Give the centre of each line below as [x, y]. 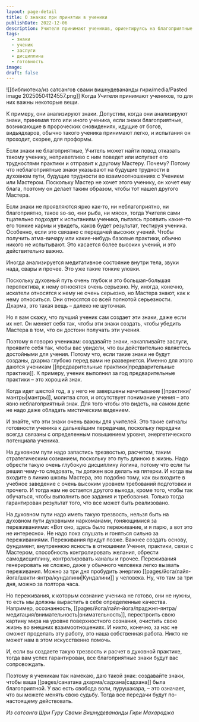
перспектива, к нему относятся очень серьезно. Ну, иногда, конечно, [95, 287]
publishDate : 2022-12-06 [37, 23]
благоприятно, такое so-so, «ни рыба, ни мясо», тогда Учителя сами [93, 213]
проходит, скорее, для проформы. [50, 139]
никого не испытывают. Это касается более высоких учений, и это [91, 244]
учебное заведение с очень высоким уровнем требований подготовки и [99, 484]
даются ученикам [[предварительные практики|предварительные [91, 367]
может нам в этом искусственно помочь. [59, 640]
